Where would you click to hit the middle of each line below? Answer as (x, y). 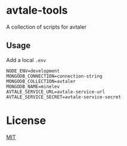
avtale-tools (37, 10)
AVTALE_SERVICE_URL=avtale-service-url (56, 92)
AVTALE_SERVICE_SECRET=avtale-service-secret (63, 97)
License (26, 120)
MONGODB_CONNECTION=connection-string (54, 76)
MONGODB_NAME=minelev (33, 86)
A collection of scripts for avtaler (46, 27)
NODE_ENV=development (33, 71)
